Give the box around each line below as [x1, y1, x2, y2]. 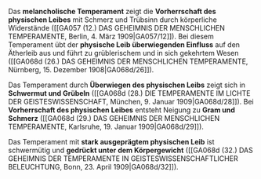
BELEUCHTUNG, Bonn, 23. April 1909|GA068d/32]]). [8, 163, 179, 171]
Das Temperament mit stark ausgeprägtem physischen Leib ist [8, 137, 215, 146]
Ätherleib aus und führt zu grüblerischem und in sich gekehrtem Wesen [8, 49, 239, 57]
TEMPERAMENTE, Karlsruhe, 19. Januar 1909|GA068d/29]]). [8, 122, 204, 131]
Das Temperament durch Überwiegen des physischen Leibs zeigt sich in [8, 80, 245, 89]
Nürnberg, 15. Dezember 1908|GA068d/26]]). [8, 65, 154, 74]
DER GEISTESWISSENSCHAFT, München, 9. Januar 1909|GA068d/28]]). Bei [8, 97, 254, 106]
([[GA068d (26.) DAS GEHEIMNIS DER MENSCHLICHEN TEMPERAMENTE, [8, 57, 248, 66]
